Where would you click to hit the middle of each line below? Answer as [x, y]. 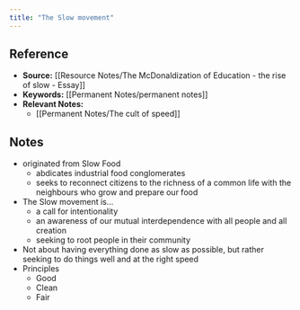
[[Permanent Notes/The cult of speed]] [108, 114]
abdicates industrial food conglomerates [110, 173]
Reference [39, 54]
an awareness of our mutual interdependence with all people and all [161, 221]
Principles [41, 269]
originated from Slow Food [71, 164]
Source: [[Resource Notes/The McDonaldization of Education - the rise [154, 75]
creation [51, 231]
